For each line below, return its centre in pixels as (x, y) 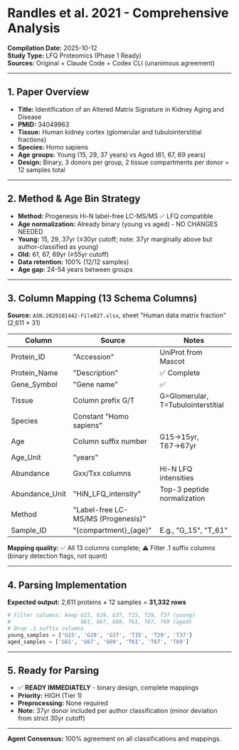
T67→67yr (178, 446)
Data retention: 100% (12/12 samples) (73, 262)
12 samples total (41, 169)
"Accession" (94, 357)
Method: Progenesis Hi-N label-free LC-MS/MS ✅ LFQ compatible (115, 216)
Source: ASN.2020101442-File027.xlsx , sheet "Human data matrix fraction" (117, 315)
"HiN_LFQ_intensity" (107, 494)
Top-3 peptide (185, 490)
